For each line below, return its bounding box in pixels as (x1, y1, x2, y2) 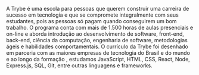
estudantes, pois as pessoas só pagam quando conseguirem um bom (6, 18, 177, 24)
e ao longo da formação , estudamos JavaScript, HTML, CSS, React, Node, (6, 56, 191, 62)
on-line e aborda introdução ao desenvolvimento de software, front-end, (6, 30, 185, 37)
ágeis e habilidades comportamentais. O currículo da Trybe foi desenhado (6, 43, 189, 50)
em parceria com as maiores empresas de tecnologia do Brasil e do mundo (6, 49, 191, 56)
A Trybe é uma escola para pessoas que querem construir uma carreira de (6, 5, 189, 12)
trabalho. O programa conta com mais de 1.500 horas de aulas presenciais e (6, 24, 194, 31)
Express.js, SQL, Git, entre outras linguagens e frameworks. (6, 62, 153, 69)
